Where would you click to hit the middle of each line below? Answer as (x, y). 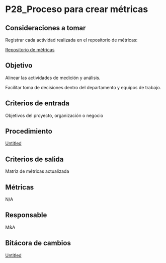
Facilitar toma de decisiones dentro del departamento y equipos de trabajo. (83, 87)
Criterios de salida (34, 159)
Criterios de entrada (37, 104)
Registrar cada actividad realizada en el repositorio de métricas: (71, 40)
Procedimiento (29, 131)
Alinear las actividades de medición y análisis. (53, 78)
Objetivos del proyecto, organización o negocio (54, 115)
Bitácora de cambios (38, 243)
